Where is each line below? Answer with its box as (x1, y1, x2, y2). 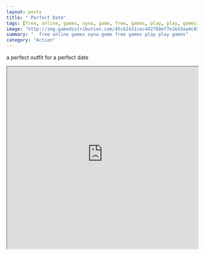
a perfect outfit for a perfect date (6, 54, 89, 61)
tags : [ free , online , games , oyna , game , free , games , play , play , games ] (6, 20, 200, 26)
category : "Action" (6, 37, 56, 43)
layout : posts (6, 8, 42, 15)
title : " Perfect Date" (6, 15, 67, 21)
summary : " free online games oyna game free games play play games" (6, 32, 189, 38)
